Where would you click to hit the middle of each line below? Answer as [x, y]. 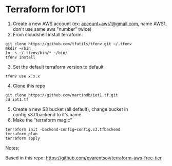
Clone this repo [29, 86]
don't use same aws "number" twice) [52, 29]
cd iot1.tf [17, 99]
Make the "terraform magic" [42, 120]
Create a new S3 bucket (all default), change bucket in [70, 109]
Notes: [12, 148]
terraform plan [22, 134]
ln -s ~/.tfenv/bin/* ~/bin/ [36, 53]
